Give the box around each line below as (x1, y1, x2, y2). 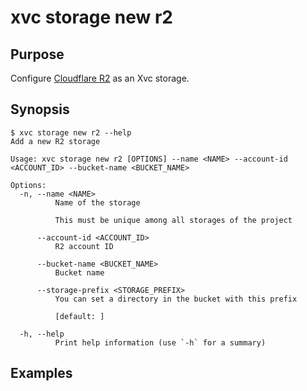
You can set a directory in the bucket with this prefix (54, 294, 298, 304)
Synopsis (10, 101, 70, 118)
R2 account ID (54, 241, 114, 251)
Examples (10, 365, 73, 382)
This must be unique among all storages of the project (54, 215, 293, 225)
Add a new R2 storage (10, 136, 101, 146)
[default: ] (54, 311, 105, 321)
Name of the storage (54, 197, 141, 208)
